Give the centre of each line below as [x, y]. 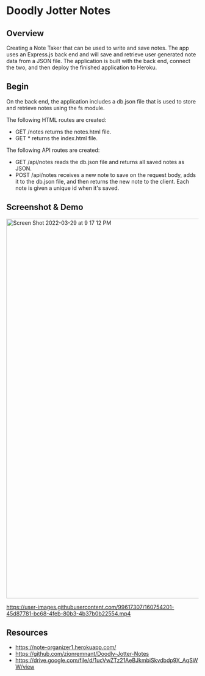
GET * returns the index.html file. [56, 138]
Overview [25, 33]
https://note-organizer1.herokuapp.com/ [66, 647]
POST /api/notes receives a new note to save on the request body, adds [106, 175]
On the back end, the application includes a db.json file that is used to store [101, 101]
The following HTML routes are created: [56, 119]
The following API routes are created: [53, 150]
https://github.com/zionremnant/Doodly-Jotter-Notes [82, 654]
